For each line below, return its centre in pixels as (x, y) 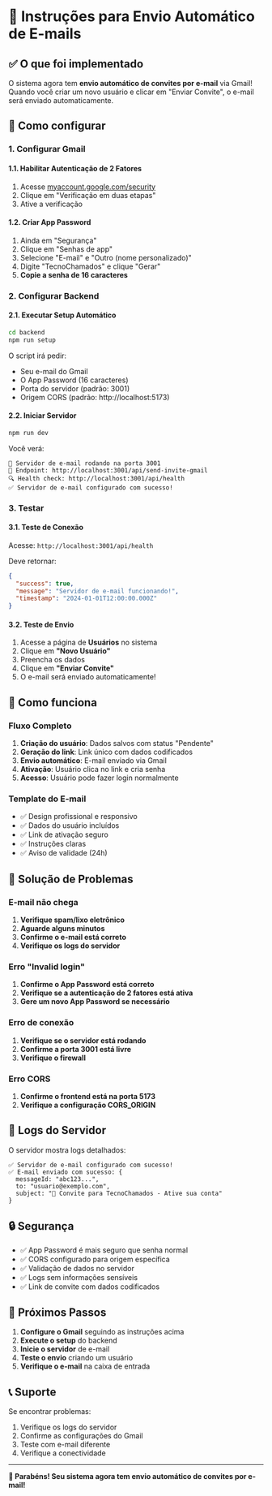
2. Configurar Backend (54, 295)
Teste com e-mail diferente (65, 1445)
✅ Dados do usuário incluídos (70, 826)
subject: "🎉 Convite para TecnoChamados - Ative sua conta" (119, 1193)
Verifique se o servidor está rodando (83, 1040)
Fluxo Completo (40, 726)
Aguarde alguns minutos (62, 929)
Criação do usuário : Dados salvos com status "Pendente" (117, 744)
